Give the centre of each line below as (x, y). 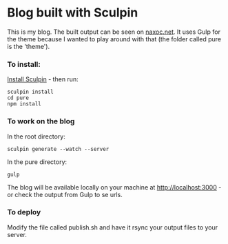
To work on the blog (41, 121)
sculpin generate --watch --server (58, 149)
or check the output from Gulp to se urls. (65, 194)
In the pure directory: (37, 162)
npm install (24, 104)
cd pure (18, 98)
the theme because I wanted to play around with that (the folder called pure (114, 39)
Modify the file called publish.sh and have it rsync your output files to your (113, 227)
